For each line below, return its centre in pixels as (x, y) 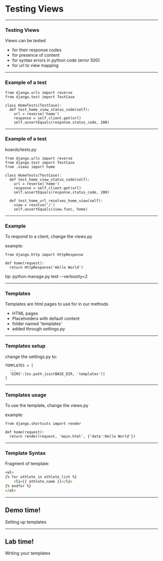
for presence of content (36, 55)
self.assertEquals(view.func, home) (51, 209)
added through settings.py (39, 329)
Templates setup (25, 346)
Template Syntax (25, 453)
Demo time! (23, 510)
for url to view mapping (35, 65)
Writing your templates (28, 553)
